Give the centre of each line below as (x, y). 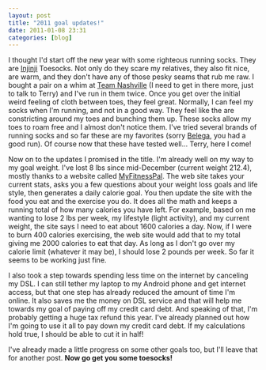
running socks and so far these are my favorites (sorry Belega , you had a (127, 136)
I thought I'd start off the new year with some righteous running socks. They (132, 60)
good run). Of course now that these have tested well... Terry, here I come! (130, 144)
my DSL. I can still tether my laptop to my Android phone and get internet (127, 284)
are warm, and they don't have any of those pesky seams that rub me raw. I (131, 77)
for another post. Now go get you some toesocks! (90, 358)
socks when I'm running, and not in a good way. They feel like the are (122, 111)
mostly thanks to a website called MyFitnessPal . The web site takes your (126, 176)
